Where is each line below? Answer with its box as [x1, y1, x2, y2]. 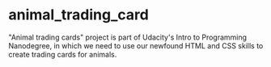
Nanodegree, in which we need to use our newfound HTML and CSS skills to [8, 40, 264, 50]
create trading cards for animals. [8, 49, 117, 59]
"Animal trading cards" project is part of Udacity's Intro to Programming [8, 32, 248, 42]
